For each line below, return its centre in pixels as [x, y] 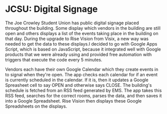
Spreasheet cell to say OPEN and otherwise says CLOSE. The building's [79, 85]
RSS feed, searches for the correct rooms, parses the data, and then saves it [83, 96]
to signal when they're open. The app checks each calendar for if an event [82, 74]
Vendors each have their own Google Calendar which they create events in [82, 69]
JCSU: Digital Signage [51, 9]
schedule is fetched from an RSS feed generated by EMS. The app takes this [83, 90]
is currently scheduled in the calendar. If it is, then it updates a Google [77, 80]
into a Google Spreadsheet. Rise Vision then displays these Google [74, 101]
